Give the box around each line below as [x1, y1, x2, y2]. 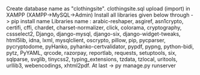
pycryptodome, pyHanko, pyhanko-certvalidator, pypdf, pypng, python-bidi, [6, 43, 194, 50]
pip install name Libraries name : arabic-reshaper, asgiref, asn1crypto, [11, 18, 184, 24]
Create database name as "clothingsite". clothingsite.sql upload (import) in [6, 5, 190, 12]
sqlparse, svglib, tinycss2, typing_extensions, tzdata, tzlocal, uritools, [6, 56, 178, 62]
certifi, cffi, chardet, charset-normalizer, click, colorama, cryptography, [6, 24, 182, 31]
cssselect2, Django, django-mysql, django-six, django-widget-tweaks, [6, 30, 181, 37]
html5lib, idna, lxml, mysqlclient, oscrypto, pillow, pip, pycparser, [6, 37, 166, 43]
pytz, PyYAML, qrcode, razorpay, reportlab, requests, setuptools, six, [6, 49, 177, 56]
